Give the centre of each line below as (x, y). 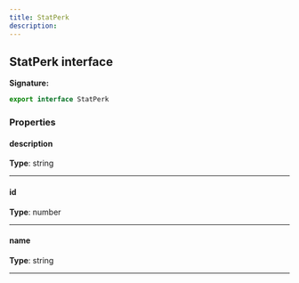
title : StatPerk (39, 17)
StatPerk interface (61, 62)
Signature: (29, 83)
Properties (32, 123)
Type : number (35, 212)
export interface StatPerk (59, 100)
